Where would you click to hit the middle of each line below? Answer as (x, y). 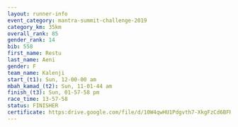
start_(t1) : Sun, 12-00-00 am (52, 79)
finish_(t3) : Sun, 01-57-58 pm (53, 92)
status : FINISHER (33, 106)
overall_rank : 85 (33, 34)
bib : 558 (20, 47)
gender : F (22, 66)
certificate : (27, 112)
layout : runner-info (38, 14)
